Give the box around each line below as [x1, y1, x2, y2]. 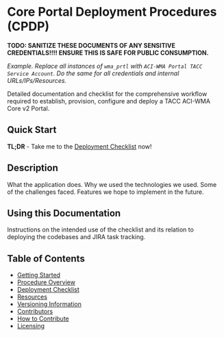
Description [7, 162, 58, 174]
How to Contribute [16, 314, 70, 323]
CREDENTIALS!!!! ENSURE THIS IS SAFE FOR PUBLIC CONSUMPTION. [7, 49, 209, 57]
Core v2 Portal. [7, 104, 50, 112]
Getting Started [16, 271, 60, 279]
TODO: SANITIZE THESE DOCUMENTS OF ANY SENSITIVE [7, 41, 176, 49]
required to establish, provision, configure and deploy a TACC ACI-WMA [7, 97, 211, 105]
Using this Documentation [7, 207, 121, 219]
